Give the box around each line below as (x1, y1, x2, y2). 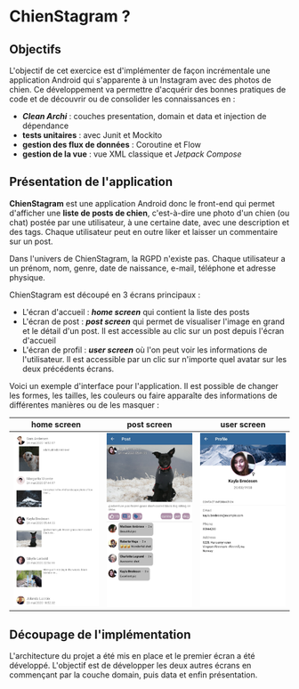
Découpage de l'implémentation (9, 627, 191, 642)
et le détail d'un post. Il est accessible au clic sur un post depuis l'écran (21, 325, 285, 336)
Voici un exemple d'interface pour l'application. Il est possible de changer (9, 380, 279, 391)
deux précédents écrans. (21, 363, 115, 374)
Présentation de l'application (9, 174, 174, 190)
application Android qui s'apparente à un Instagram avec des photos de (9, 75, 271, 85)
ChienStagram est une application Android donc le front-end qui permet (9, 198, 276, 208)
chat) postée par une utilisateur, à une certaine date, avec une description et (9, 216, 289, 228)
